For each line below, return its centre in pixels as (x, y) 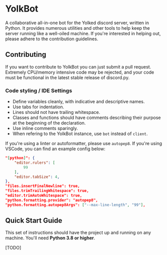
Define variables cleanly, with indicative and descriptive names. (78, 102)
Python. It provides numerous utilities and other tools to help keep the (78, 28)
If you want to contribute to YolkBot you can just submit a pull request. (78, 67)
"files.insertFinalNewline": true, (43, 186)
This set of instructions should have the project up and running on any (78, 233)
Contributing (26, 55)
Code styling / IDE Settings (39, 90)
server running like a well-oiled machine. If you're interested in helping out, (83, 33)
